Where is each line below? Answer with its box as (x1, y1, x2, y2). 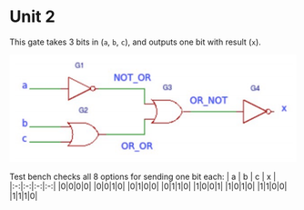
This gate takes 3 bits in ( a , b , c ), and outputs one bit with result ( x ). (9, 36, 261, 47)
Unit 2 (9, 6, 56, 27)
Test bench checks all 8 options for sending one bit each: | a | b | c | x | (9, 171, 277, 182)
